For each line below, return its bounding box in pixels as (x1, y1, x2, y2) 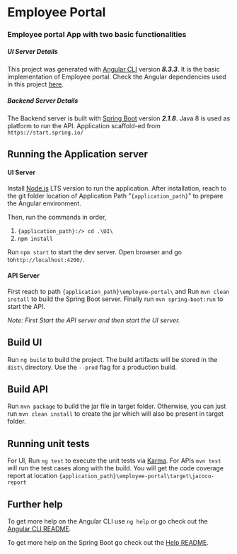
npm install (17, 235, 53, 242)
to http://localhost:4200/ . (7, 255, 85, 264)
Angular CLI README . (7, 525, 71, 533)
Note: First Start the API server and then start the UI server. (7, 316, 180, 324)
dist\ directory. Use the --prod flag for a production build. (7, 363, 177, 371)
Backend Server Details (7, 96, 79, 105)
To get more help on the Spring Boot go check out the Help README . (7, 538, 209, 547)
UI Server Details (7, 47, 58, 55)
